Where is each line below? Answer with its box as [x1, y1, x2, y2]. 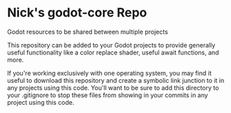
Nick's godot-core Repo [7, 5, 147, 21]
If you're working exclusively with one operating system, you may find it [7, 69, 212, 77]
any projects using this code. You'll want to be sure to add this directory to [7, 83, 219, 92]
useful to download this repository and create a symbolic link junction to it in [7, 76, 225, 84]
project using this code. [7, 98, 75, 106]
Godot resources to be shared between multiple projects [7, 28, 168, 36]
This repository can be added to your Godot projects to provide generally [7, 41, 216, 49]
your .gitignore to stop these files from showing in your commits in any [7, 91, 209, 99]
